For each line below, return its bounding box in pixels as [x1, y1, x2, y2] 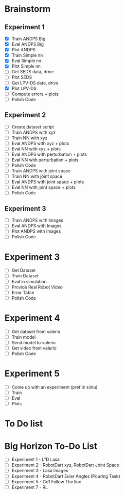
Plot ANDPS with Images [11, 228, 61, 234]
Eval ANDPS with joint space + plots [11, 179, 84, 185]
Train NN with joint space [11, 173, 63, 179]
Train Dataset [11, 273, 39, 279]
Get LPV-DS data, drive [11, 80, 59, 86]
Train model [11, 334, 36, 340]
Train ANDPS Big [11, 36, 46, 41]
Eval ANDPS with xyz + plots [11, 140, 69, 146]
